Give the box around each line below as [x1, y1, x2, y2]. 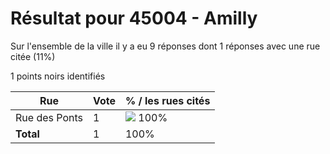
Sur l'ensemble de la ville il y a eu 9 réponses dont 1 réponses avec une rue [10, 40, 321, 52]
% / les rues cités [124, 93, 211, 107]
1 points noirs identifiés [10, 70, 106, 82]
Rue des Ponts [15, 110, 83, 124]
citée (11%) [10, 50, 56, 62]
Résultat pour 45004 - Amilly [10, 7, 258, 30]
